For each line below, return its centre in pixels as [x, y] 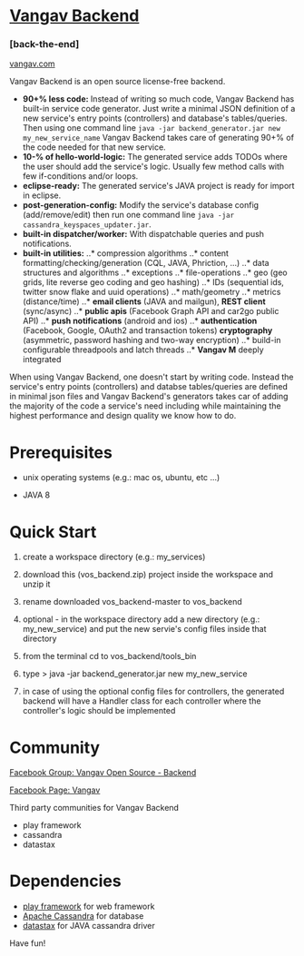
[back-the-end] [44, 44]
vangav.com [33, 64]
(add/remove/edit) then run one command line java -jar [128, 215]
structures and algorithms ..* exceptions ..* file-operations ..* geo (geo [155, 272]
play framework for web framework [88, 907]
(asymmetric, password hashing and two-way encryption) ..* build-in [152, 340]
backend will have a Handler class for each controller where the [142, 701]
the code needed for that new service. [94, 147]
